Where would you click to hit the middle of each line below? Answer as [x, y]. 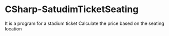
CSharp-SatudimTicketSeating [72, 9]
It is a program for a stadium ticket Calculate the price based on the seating [85, 23]
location [13, 28]
